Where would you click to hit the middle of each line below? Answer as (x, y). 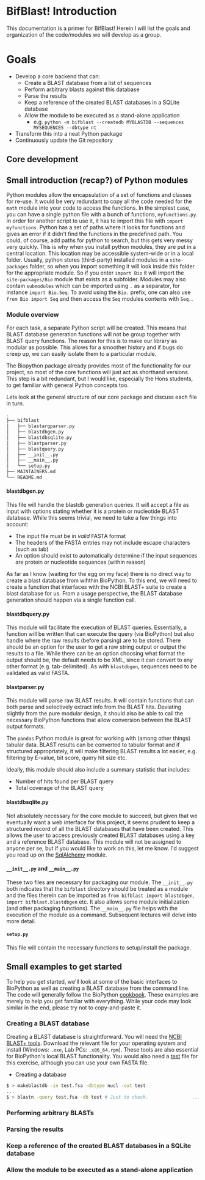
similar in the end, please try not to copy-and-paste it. (74, 1008)
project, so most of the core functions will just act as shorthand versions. (98, 372)
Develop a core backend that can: (58, 76)
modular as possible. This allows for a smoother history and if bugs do (95, 347)
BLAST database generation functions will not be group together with (93, 334)
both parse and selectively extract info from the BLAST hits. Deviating (94, 707)
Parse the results (45, 95)
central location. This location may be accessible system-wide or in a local (100, 253)
